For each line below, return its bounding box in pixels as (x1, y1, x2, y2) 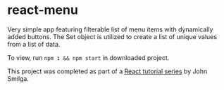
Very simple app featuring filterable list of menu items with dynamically (7, 25, 213, 33)
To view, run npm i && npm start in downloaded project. (7, 53, 170, 61)
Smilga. (7, 74, 30, 82)
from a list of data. (7, 40, 61, 48)
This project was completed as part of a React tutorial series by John (7, 67, 208, 75)
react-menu (7, 2, 79, 18)
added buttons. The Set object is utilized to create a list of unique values (7, 32, 217, 40)
